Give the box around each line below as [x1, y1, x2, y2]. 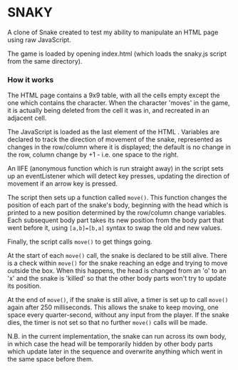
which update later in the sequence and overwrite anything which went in [7, 347, 223, 356]
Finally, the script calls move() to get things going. [7, 237, 152, 246]
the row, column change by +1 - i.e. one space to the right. [7, 151, 179, 159]
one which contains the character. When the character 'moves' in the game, [7, 99, 230, 107]
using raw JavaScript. [7, 35, 71, 44]
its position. [7, 281, 41, 290]
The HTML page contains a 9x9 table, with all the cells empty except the [7, 91, 220, 100]
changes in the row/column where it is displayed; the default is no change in [7, 143, 232, 151]
